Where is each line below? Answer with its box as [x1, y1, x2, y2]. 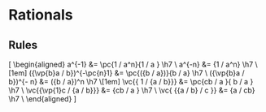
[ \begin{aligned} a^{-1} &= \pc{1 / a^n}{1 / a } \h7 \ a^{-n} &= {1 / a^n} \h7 [8, 59, 254, 69]
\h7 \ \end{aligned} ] [8, 94, 77, 103]
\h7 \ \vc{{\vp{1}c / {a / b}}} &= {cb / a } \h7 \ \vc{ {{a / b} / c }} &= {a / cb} [8, 85, 255, 95]
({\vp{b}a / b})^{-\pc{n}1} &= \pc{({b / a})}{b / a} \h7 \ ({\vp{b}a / [28, 68, 246, 78]
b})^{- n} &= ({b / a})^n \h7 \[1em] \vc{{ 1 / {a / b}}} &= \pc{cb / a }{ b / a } [8, 77, 254, 86]
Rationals [8, 6, 73, 24]
